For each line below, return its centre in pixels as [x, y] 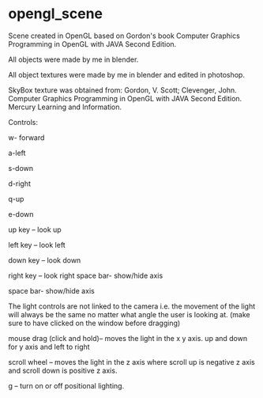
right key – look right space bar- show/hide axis [86, 275]
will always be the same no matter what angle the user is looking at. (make [129, 314]
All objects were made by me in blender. [73, 59]
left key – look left [37, 244]
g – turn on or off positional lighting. [66, 385]
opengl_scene [55, 14]
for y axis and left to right [49, 347]
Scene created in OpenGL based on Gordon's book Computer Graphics [124, 36]
